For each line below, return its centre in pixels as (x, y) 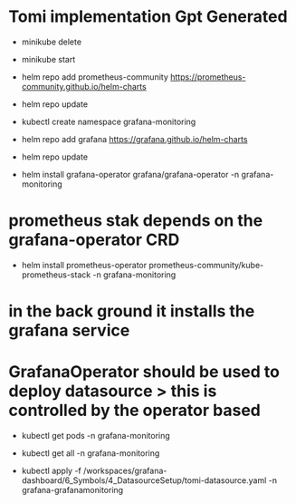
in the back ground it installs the (132, 311)
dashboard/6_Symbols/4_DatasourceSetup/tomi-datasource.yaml (144, 480)
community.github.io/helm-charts (84, 86)
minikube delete (52, 42)
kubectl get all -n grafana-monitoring (91, 453)
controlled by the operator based (135, 411)
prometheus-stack (56, 275)
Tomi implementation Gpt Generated (148, 17)
